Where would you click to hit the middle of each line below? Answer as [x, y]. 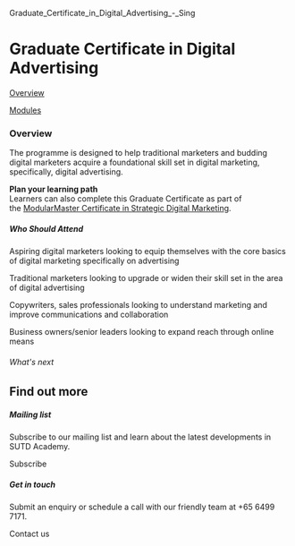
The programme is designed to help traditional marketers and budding [139, 153]
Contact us [29, 534]
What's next [32, 362]
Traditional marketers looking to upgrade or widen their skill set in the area [146, 278]
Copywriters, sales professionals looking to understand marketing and [139, 305]
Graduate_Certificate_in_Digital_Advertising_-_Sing [102, 13]
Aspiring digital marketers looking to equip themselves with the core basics [147, 252]
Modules [25, 110]
